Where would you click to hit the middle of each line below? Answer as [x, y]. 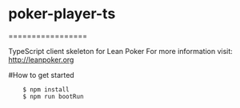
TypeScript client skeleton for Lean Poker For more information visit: [121, 51]
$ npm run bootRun [53, 96]
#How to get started [41, 75]
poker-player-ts [62, 14]
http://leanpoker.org [41, 60]
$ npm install [46, 89]
